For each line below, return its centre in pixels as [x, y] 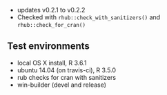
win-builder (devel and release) [62, 85]
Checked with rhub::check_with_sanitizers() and [89, 17]
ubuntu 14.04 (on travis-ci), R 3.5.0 [66, 70]
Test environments [48, 46]
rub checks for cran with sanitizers [66, 77]
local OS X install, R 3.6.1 [52, 63]
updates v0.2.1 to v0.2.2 [51, 10]
